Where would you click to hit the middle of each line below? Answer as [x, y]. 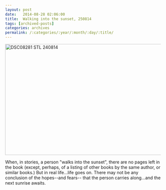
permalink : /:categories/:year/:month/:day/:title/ [59, 33]
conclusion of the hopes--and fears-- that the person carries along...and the [83, 178]
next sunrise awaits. [25, 183]
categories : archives [27, 28]
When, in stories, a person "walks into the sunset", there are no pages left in [83, 162]
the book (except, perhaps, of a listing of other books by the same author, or [83, 167]
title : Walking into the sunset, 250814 [48, 19]
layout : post [19, 10]
